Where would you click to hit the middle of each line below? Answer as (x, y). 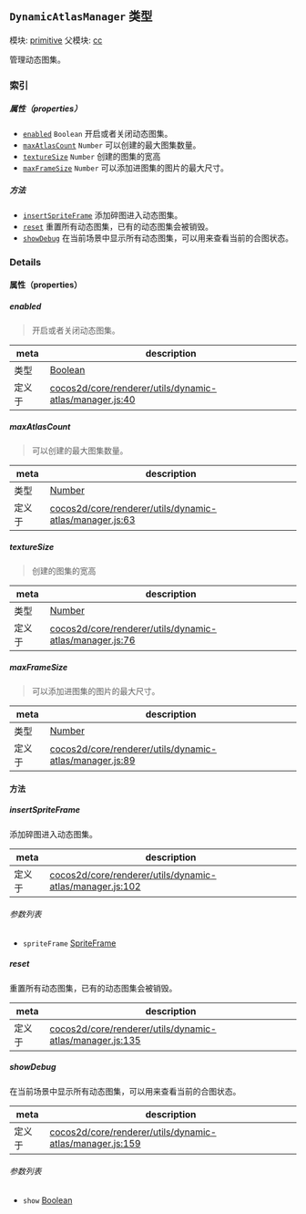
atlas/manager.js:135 (95, 1040)
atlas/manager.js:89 (92, 761)
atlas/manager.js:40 (92, 399)
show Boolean (47, 1200)
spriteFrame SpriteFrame (69, 943)
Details (25, 262)
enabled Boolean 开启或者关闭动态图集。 (97, 133)
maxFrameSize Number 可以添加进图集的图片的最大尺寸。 (126, 168)
